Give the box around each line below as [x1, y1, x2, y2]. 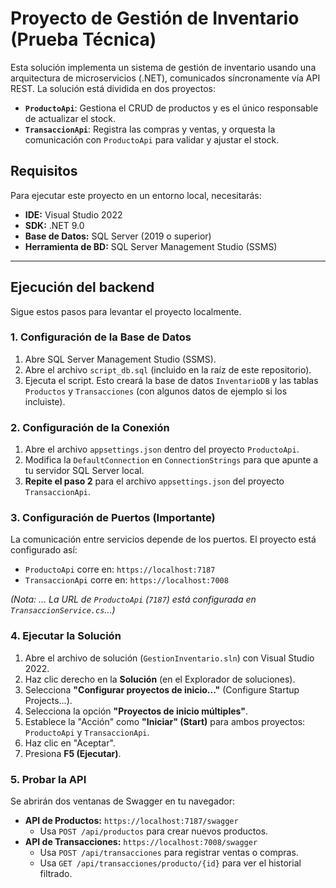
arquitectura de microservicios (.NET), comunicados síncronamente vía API [10, 72, 321, 84]
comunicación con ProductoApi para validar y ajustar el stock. [24, 133, 280, 146]
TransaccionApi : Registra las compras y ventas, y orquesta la [24, 123, 276, 135]
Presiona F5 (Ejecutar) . [24, 747, 122, 759]
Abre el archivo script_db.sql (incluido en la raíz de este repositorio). [24, 363, 312, 376]
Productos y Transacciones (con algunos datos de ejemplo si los [24, 385, 288, 397]
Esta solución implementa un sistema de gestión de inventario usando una [10, 61, 317, 73]
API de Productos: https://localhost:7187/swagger [24, 815, 239, 827]
